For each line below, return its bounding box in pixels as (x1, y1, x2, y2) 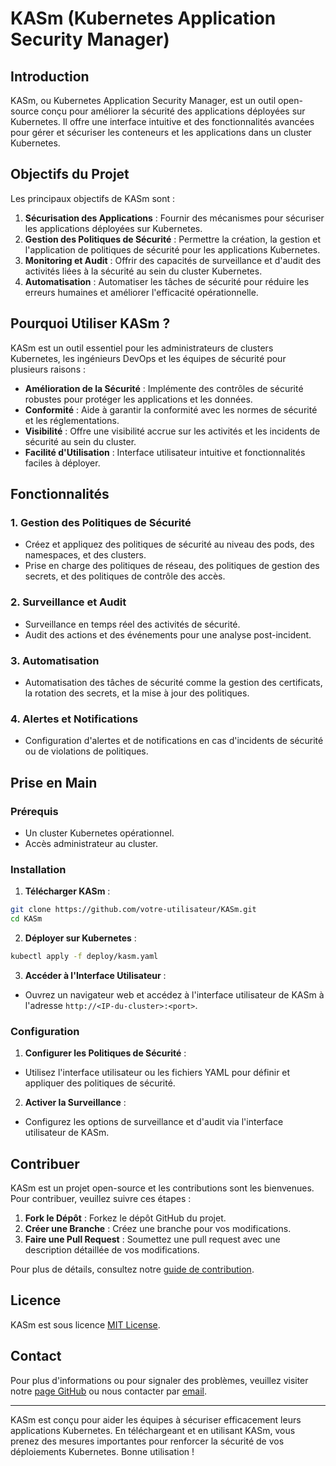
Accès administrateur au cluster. (24, 837, 159, 849)
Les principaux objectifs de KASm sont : (10, 192, 176, 204)
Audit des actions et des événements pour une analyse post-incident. (24, 628, 312, 641)
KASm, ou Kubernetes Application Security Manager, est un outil (10, 95, 277, 106)
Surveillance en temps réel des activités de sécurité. (24, 618, 241, 630)
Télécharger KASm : (24, 885, 111, 897)
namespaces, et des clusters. (24, 549, 147, 561)
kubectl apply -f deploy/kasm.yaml (10, 951, 159, 961)
